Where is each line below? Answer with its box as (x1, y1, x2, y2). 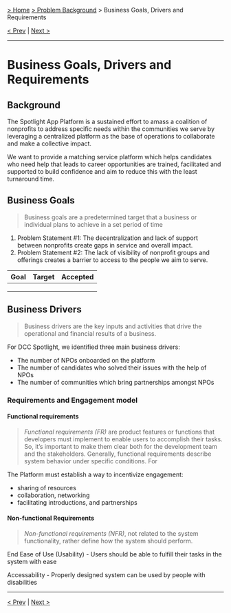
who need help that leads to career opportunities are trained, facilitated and (7, 160, 221, 168)
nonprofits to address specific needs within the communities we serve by (7, 125, 215, 133)
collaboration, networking (16, 491, 90, 499)
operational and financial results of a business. (23, 329, 157, 337)
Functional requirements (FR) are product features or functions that (23, 428, 215, 436)
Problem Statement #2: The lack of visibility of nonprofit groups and (16, 248, 210, 257)
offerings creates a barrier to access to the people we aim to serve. (16, 255, 208, 264)
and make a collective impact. (7, 139, 91, 148)
